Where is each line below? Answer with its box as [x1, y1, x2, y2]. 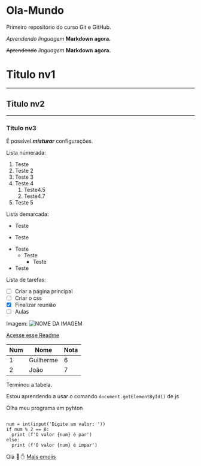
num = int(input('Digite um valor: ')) [6, 421, 106, 428]
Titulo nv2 [6, 99, 45, 109]
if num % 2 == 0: [6, 426, 50, 432]
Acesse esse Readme [6, 332, 60, 339]
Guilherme [29, 356, 59, 365]
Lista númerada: [6, 149, 46, 156]
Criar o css [14, 294, 42, 302]
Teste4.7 [23, 193, 46, 200]
